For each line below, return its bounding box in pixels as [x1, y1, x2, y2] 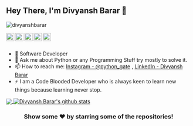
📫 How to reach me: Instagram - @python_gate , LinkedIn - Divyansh [14, 62, 183, 70]
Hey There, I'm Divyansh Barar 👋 [6, 6, 127, 16]
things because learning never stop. [14, 86, 102, 93]
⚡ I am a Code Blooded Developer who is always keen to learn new [14, 78, 177, 85]
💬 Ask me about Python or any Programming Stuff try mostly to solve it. [14, 56, 188, 63]
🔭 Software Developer [14, 50, 68, 57]
